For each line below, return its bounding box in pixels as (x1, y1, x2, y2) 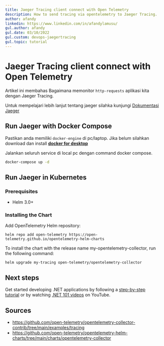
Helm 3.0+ (12, 199, 34, 205)
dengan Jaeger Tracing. (5, 92, 54, 99)
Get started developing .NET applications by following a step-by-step (5, 287, 146, 293)
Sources (5, 306, 32, 314)
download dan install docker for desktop (5, 140, 88, 146)
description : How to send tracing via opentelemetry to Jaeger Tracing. (5, 12, 158, 17)
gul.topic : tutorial (5, 40, 48, 44)
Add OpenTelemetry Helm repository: (5, 223, 81, 229)
